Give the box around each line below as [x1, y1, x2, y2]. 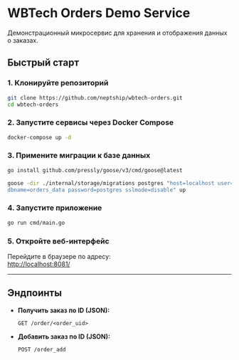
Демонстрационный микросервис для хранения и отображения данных [7, 28, 228, 37]
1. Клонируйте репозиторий [7, 78, 109, 88]
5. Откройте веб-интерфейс [7, 236, 110, 246]
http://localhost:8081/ [7, 260, 70, 268]
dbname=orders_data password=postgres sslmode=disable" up [7, 186, 186, 194]
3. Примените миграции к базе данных [7, 151, 151, 161]
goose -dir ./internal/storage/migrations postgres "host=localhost [7, 179, 215, 186]
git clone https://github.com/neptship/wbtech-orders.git [7, 94, 183, 101]
